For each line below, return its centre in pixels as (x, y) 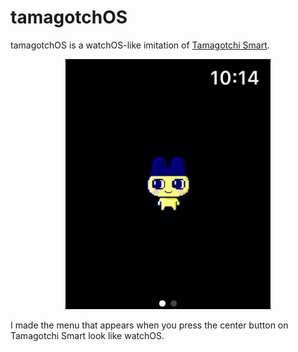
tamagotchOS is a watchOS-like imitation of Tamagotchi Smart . (140, 45)
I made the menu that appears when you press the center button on (149, 325)
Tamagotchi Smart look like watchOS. (87, 335)
